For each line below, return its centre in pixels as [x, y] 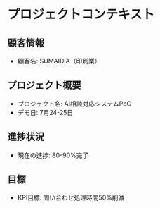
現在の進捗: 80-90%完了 [53, 155]
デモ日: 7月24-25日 [45, 112]
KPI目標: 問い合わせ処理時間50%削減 [71, 197]
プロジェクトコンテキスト [81, 14]
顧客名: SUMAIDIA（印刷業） [59, 61]
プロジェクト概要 [44, 85]
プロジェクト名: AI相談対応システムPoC [74, 104]
